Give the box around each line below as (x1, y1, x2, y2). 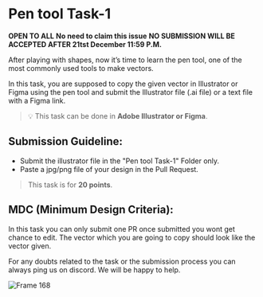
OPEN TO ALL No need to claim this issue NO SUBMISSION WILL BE (8, 31, 235, 41)
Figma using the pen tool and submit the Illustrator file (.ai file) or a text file (8, 87, 253, 96)
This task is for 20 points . (27, 180, 113, 190)
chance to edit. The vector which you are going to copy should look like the (8, 233, 256, 242)
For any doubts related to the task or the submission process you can (8, 256, 237, 266)
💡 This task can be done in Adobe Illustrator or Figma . (27, 111, 208, 120)
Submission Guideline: (8, 135, 124, 148)
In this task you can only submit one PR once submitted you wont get (8, 224, 235, 233)
